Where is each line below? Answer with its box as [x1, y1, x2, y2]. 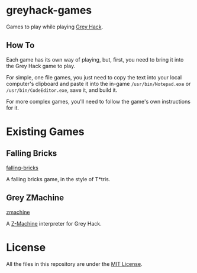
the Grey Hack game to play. [6, 62, 76, 69]
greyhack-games [6, 4, 92, 17]
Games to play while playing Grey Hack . [6, 23, 104, 30]
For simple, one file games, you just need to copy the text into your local [6, 73, 182, 81]
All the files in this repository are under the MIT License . [6, 260, 143, 267]
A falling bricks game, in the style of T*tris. [6, 175, 111, 182]
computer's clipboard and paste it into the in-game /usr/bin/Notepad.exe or [6, 80, 191, 87]
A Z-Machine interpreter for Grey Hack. [6, 220, 102, 227]
